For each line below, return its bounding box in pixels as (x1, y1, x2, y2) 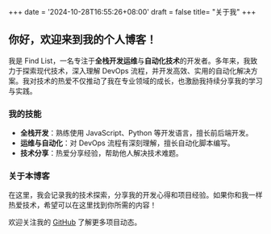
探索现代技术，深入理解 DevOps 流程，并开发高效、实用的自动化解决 (22, 65, 252, 75)
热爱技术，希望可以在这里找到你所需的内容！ (8, 200, 157, 210)
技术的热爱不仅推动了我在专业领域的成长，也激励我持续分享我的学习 (35, 76, 263, 86)
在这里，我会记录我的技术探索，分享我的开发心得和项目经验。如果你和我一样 (8, 190, 263, 200)
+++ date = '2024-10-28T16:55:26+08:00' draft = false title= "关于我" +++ (8, 7, 256, 16)
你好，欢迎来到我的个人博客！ (8, 33, 157, 47)
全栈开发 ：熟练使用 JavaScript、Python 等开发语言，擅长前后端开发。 (19, 128, 253, 138)
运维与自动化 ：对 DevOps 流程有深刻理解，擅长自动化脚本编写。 (19, 138, 236, 148)
